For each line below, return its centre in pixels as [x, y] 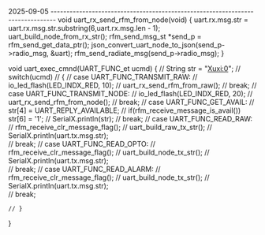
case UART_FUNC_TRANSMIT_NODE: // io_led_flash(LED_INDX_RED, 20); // [131, 93]
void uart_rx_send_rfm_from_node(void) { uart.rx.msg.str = [153, 20]
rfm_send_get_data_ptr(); [49, 45]
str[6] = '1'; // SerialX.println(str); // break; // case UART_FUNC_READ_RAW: [131, 119]
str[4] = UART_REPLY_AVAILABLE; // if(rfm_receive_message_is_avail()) [125, 110]
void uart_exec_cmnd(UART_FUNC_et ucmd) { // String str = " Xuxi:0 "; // [124, 69]
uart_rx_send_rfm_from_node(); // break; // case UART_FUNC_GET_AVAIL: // [131, 102]
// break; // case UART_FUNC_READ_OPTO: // [82, 144]
